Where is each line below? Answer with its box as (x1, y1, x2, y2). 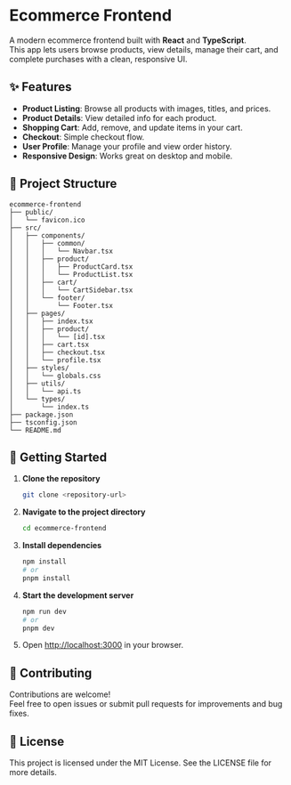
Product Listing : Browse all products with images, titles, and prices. (21, 103, 271, 114)
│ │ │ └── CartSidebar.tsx (9, 286, 133, 295)
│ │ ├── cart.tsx (9, 340, 90, 349)
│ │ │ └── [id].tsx (9, 332, 105, 341)
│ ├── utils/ (9, 379, 66, 388)
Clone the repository (21, 473, 101, 484)
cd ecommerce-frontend (21, 524, 107, 533)
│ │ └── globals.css (9, 371, 101, 380)
